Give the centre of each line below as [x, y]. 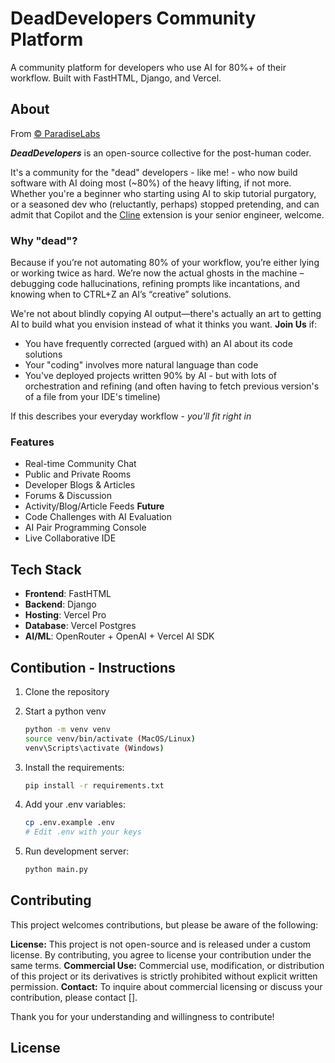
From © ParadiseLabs [55, 133]
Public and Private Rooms [78, 474]
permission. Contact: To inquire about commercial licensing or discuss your [166, 986]
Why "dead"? [44, 240]
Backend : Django [60, 604]
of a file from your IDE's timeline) [92, 397]
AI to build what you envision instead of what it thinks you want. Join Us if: [164, 324]
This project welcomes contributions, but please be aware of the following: [164, 924]
